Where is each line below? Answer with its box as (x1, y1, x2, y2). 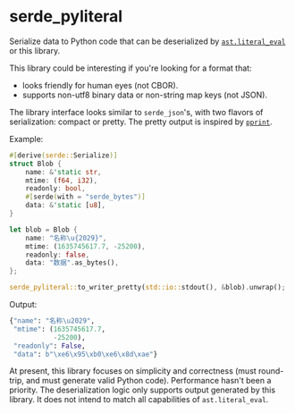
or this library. (9, 45, 61, 55)
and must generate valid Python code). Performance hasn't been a (25, 375, 272, 386)
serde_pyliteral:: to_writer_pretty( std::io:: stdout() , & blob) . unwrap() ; (9, 283, 286, 292)
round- (257, 366, 284, 376)
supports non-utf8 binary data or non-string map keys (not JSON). (21, 89, 268, 100)
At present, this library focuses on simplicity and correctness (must (9, 366, 257, 376)
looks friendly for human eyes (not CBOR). (21, 80, 179, 90)
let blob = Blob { (9, 225, 78, 234)
